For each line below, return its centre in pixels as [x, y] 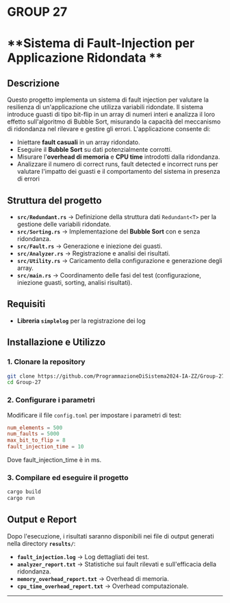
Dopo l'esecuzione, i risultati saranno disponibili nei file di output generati [111, 536]
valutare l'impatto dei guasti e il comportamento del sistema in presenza [118, 172]
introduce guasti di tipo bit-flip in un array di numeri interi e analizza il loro [111, 115]
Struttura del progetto [54, 200]
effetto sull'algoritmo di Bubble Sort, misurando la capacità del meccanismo [114, 122]
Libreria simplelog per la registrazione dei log [81, 321]
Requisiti [26, 304]
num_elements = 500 [35, 428]
